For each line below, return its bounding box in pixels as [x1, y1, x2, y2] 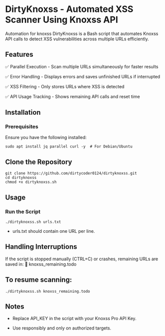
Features [5, 50, 33, 59]
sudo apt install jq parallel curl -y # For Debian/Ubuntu [5, 144, 133, 149]
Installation [5, 108, 41, 117]
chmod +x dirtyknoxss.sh [5, 179, 57, 185]
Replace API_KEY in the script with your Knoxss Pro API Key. [12, 316, 137, 322]
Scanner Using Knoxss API [5, 14, 118, 25]
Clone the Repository [5, 158, 72, 166]
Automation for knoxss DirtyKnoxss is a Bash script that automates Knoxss [5, 30, 159, 36]
